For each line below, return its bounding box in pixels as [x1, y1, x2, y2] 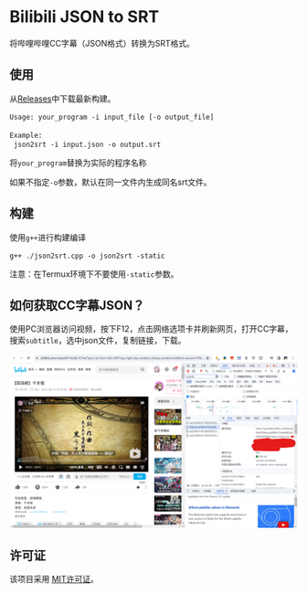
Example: [9, 131, 43, 140]
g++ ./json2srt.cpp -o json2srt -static [9, 251, 166, 260]
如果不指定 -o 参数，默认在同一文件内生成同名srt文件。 [9, 176, 212, 187]
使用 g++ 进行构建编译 [9, 231, 87, 243]
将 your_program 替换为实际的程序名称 [9, 157, 147, 168]
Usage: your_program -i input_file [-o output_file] [9, 112, 215, 122]
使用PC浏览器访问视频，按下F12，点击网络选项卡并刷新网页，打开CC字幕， [9, 323, 294, 334]
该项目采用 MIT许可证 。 [9, 574, 99, 585]
